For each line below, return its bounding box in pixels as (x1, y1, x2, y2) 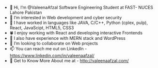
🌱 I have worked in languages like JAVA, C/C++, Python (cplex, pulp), (9, 20, 148, 25)
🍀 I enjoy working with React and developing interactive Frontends (9, 30, 143, 35)
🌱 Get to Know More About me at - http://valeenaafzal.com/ (9, 58, 129, 63)
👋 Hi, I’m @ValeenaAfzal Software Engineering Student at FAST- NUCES (9, 5, 154, 10)
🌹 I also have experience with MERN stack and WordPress (9, 35, 126, 41)
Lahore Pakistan (9, 10, 42, 15)
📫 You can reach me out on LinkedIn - (9, 46, 87, 51)
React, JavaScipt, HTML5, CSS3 (9, 25, 74, 31)
